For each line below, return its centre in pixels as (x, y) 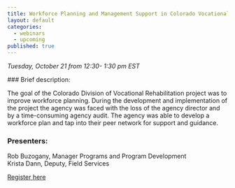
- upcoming (29, 40)
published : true (31, 46)
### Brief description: (39, 80)
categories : (24, 27)
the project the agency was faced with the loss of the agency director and (114, 108)
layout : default (31, 20)
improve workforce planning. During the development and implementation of (117, 101)
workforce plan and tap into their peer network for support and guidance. (113, 123)
